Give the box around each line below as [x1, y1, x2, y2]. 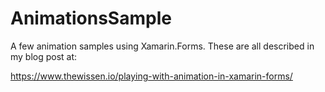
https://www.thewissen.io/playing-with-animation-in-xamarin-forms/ [10, 70, 293, 82]
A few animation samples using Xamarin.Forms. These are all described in [10, 40, 315, 52]
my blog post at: [10, 50, 78, 62]
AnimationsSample [10, 7, 172, 30]
